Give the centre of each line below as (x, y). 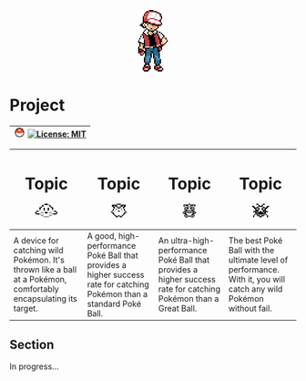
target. (25, 309)
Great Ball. (178, 309)
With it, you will (256, 280)
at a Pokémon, (40, 280)
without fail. (250, 309)
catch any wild (255, 289)
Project (37, 105)
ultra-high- (193, 241)
